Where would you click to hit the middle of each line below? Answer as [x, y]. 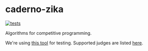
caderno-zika [34, 9]
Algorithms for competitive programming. [49, 33]
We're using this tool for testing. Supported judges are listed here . [74, 43]
